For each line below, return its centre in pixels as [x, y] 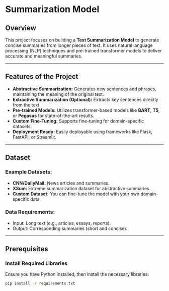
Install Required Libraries [36, 263]
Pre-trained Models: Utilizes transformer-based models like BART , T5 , [86, 110]
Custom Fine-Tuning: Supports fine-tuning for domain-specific [78, 121]
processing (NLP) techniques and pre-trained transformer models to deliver [83, 51]
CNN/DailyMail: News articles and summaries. [61, 183]
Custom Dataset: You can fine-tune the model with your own [76, 194]
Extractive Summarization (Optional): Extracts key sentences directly [85, 99]
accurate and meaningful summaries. [44, 56]
